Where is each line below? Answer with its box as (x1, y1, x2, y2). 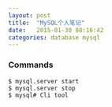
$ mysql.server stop (8, 84, 77, 92)
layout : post (8, 11, 51, 20)
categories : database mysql (8, 33, 101, 42)
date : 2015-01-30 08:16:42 (8, 26, 104, 34)
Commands (8, 60, 54, 71)
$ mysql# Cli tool (8, 91, 69, 99)
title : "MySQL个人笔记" (8, 19, 85, 27)
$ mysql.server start (8, 77, 80, 85)
